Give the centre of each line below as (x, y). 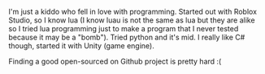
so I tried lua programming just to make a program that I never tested (124, 29)
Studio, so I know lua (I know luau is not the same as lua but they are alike (132, 20)
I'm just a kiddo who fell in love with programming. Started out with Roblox (133, 12)
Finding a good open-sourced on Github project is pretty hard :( (115, 61)
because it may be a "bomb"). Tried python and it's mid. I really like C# (127, 37)
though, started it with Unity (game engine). (81, 46)
